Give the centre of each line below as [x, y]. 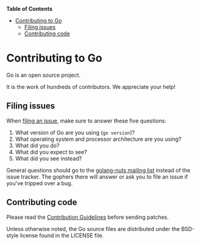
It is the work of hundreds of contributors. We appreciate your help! [91, 87]
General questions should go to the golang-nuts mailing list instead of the [98, 170]
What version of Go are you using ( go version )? [75, 132]
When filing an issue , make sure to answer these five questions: [86, 121]
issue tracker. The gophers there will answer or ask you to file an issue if [97, 177]
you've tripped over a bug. [40, 183]
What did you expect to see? [51, 152]
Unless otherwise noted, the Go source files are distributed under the [93, 229]
